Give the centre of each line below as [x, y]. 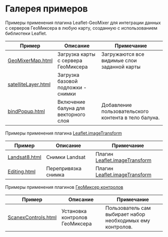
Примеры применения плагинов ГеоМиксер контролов [64, 187]
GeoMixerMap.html [30, 60]
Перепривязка [64, 168]
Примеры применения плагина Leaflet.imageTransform [63, 133]
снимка [55, 175]
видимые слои [119, 60]
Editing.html [22, 171]
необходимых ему [128, 220]
